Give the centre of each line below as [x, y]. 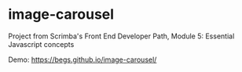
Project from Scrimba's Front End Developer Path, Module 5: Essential [121, 36]
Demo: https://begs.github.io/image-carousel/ [82, 59]
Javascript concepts [41, 44]
